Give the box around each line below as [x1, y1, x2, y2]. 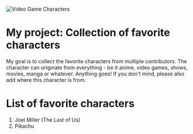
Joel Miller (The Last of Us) [14, 116, 81, 123]
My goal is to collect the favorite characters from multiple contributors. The [6, 57, 187, 64]
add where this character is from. [6, 76, 87, 83]
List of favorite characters [6, 97, 135, 111]
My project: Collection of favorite [6, 26, 171, 39]
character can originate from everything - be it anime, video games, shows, [6, 64, 188, 71]
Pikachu [14, 122, 35, 129]
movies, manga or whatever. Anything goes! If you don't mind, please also [6, 70, 185, 77]
